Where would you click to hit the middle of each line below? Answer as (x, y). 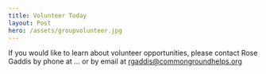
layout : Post (30, 23)
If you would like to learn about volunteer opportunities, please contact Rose (133, 53)
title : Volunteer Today (48, 16)
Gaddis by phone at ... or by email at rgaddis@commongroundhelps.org (125, 61)
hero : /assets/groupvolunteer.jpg (66, 30)
